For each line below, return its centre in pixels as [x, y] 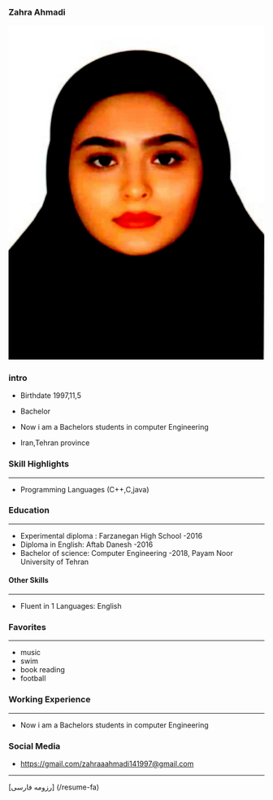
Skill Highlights [39, 464]
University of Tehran [54, 562]
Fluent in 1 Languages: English [71, 606]
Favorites [28, 627]
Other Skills [28, 580]
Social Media [35, 745]
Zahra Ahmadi [37, 12]
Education [29, 510]
